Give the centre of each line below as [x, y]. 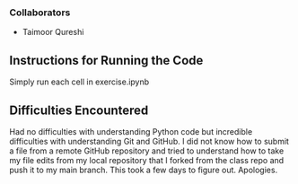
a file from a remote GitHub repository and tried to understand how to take [147, 151]
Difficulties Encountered [79, 110]
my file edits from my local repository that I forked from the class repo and [147, 160]
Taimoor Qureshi [53, 32]
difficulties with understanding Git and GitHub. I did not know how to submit [149, 141]
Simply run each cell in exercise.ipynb [79, 82]
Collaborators [40, 13]
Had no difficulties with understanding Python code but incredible [131, 131]
